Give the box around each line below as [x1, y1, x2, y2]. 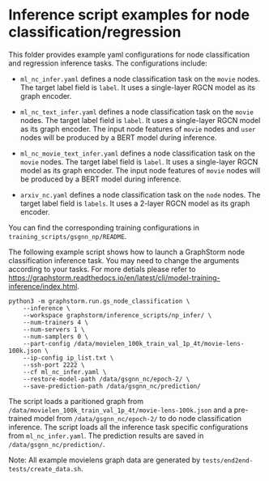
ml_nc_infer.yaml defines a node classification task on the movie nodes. [19, 74, 261, 83]
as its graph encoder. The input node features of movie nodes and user [19, 124, 256, 134]
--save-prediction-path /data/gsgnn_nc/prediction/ [23, 382, 201, 390]
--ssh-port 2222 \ [23, 360, 85, 369]
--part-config [23, 339, 70, 347]
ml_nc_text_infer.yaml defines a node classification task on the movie [19, 107, 254, 117]
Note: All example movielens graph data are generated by [8, 455, 201, 465]
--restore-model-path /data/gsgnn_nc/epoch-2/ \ [23, 375, 190, 383]
